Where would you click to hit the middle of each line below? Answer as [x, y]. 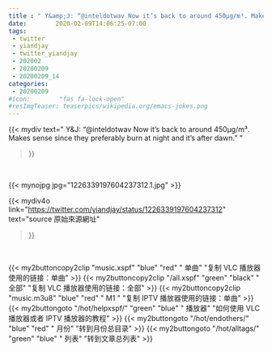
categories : [28, 83]
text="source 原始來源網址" [54, 219]
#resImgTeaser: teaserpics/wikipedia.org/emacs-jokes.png [108, 106]
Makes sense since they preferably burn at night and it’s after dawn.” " [125, 138]
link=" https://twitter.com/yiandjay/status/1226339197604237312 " [117, 210]
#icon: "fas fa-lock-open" [67, 99]
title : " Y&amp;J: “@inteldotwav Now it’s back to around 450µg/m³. [128, 16]
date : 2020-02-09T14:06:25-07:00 [78, 24]
